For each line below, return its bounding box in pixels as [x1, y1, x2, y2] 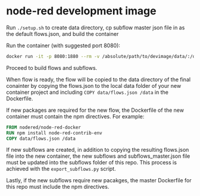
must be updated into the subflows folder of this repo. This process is [6, 159, 177, 166]
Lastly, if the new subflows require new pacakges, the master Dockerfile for [6, 177, 192, 184]
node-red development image [6, 4, 157, 18]
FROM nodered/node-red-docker [6, 124, 82, 130]
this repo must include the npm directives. [6, 183, 110, 191]
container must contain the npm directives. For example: [6, 112, 145, 120]
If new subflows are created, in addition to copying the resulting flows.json [6, 146, 189, 154]
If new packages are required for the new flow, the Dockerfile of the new [6, 106, 185, 114]
